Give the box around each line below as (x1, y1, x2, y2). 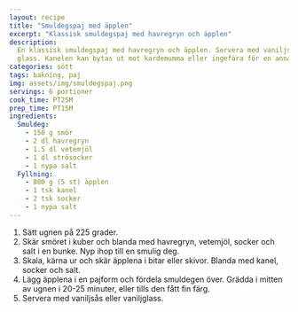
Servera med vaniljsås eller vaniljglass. (21, 292, 164, 303)
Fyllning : (17, 169, 53, 178)
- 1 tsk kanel (25, 186, 77, 195)
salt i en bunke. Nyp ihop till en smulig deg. (21, 246, 180, 256)
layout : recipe (9, 12, 66, 22)
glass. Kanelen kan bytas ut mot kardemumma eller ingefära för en (17, 54, 272, 63)
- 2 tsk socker (25, 194, 82, 204)
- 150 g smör (25, 129, 74, 137)
